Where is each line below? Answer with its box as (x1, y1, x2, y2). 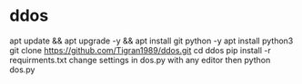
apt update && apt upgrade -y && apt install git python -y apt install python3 (9, 35, 294, 46)
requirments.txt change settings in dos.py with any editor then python (9, 54, 271, 65)
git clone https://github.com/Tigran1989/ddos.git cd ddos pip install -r (9, 44, 271, 55)
